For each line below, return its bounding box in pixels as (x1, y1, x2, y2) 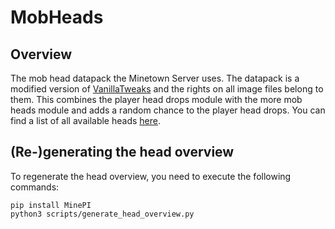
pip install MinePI (10, 200, 92, 210)
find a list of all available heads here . (10, 115, 161, 126)
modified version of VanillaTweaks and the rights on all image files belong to (10, 83, 324, 95)
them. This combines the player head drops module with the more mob (10, 94, 303, 105)
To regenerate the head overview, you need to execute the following (10, 170, 292, 182)
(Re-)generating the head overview (10, 144, 235, 161)
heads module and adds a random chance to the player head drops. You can (10, 104, 326, 116)
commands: (10, 181, 60, 193)
